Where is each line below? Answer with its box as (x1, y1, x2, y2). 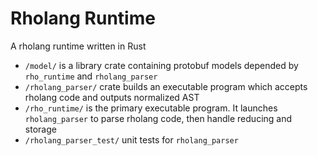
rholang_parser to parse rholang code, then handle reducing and (24, 112, 293, 124)
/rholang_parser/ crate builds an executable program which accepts (24, 80, 308, 92)
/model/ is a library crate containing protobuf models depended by (24, 59, 299, 71)
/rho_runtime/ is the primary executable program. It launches (24, 102, 278, 114)
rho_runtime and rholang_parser (24, 70, 158, 82)
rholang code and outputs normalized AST (24, 91, 200, 103)
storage (24, 123, 57, 135)
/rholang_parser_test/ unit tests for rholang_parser (24, 133, 239, 146)
